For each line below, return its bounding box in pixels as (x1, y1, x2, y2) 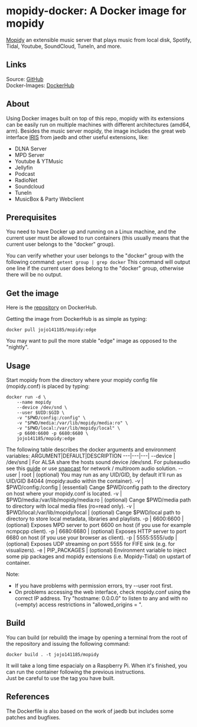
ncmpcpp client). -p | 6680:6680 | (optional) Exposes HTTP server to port (6, 528, 186, 535)
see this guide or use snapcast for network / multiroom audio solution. (6, 465, 177, 472)
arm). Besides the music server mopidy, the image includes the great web (6, 127, 186, 134)
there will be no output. (6, 271, 63, 278)
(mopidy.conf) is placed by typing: (6, 383, 90, 390)
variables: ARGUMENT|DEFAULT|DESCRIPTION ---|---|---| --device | (6, 452, 176, 459)
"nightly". (6, 343, 29, 350)
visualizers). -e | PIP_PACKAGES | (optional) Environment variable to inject (6, 546, 187, 554)
